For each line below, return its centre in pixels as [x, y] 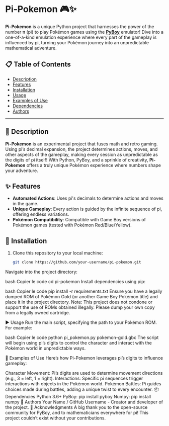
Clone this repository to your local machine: [58, 253]
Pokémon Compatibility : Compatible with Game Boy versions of [79, 220]
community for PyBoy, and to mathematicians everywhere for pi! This [77, 413]
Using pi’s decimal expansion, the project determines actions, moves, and [81, 149]
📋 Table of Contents [38, 65]
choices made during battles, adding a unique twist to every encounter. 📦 [82, 389]
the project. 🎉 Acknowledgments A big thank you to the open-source [76, 407]
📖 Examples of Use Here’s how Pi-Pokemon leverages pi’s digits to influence [84, 358]
